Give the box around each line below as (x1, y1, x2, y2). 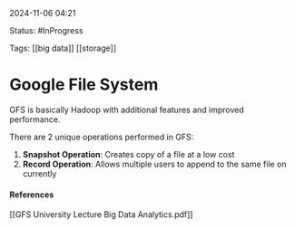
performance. (9, 113, 61, 125)
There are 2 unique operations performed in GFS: (9, 131, 194, 142)
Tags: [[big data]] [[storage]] (9, 43, 116, 53)
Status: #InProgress (9, 25, 84, 35)
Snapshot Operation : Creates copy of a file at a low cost (22, 148, 235, 159)
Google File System (9, 74, 159, 95)
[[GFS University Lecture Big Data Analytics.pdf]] (9, 209, 193, 220)
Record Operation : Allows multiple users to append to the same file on (22, 158, 288, 169)
